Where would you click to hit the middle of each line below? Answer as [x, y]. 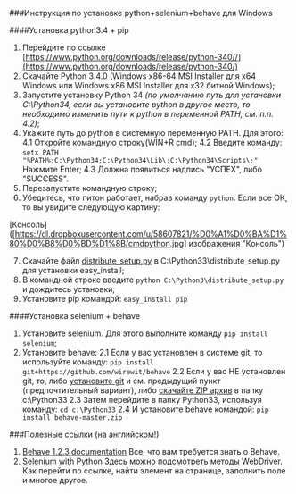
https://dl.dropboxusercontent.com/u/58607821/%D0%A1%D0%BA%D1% [151, 234]
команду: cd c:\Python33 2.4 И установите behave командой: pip [145, 409]
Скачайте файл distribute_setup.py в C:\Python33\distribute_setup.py [151, 261]
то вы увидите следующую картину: [91, 207]
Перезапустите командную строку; [90, 188]
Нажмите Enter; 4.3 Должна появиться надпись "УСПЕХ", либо [142, 169]
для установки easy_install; [73, 270]
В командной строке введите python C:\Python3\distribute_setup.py [153, 280]
